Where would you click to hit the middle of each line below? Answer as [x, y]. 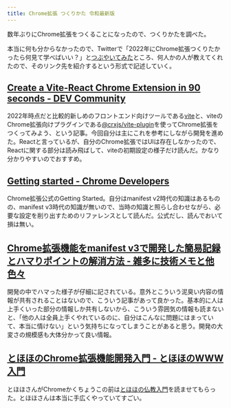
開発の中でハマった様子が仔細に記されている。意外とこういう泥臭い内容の [112, 292]
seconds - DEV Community [66, 99]
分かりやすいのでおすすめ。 [46, 159]
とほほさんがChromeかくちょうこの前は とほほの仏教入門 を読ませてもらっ [112, 389]
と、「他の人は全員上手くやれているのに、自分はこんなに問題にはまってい [111, 318]
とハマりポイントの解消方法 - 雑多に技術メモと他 [111, 261]
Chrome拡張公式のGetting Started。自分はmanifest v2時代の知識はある [108, 198]
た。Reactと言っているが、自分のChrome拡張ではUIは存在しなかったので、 [113, 142]
